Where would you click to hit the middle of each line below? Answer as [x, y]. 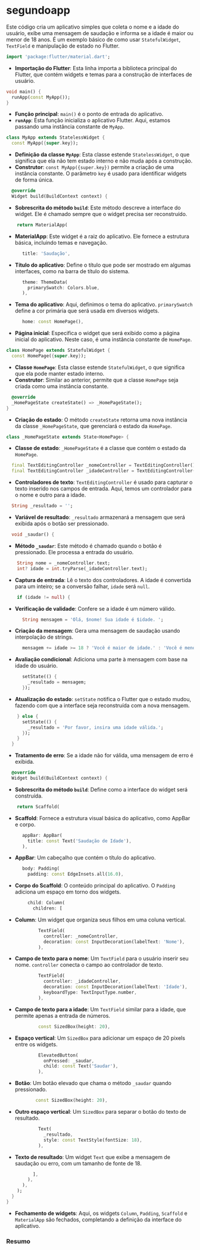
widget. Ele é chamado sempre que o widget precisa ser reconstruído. [101, 214]
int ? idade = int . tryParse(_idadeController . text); [82, 568]
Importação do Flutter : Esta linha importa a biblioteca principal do [96, 68]
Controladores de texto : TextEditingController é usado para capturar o [104, 482]
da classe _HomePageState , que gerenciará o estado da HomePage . [93, 426]
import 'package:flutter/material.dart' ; [58, 57]
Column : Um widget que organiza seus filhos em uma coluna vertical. [100, 920]
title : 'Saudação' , [46, 254]
